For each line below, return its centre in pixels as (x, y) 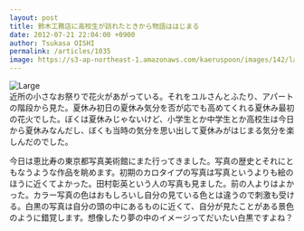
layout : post (34, 18)
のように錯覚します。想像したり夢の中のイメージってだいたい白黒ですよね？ (152, 217)
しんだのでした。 (41, 142)
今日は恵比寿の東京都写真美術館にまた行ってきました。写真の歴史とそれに (148, 161)
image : (22, 60)
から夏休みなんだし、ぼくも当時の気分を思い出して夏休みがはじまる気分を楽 (152, 130)
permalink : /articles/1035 (60, 52)
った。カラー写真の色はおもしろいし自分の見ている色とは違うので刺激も (144, 195)
